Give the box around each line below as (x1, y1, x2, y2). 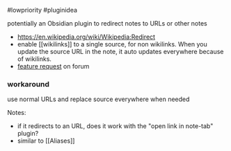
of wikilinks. (17, 55, 52, 63)
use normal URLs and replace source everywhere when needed (7, 95, 190, 103)
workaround (7, 79, 50, 89)
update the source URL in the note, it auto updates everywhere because (17, 48, 224, 55)
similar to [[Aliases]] (17, 136, 75, 145)
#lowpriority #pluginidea (7, 6, 78, 14)
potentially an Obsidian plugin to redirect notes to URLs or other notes (7, 19, 207, 27)
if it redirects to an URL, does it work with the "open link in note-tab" (17, 122, 214, 130)
